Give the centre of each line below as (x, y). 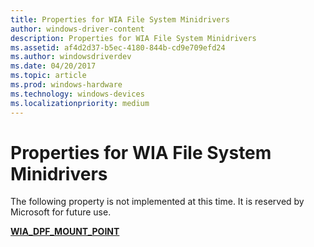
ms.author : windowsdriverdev (71, 57)
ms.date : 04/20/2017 (53, 66)
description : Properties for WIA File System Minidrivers (133, 38)
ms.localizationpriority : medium (80, 103)
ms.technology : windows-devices (77, 94)
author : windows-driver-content (77, 29)
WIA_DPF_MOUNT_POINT (65, 232)
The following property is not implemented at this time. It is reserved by (157, 202)
